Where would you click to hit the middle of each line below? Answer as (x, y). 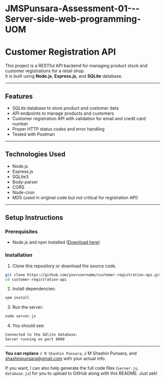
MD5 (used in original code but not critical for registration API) (75, 197)
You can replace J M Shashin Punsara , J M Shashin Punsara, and (71, 353)
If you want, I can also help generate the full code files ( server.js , (72, 368)
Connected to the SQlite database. (41, 335)
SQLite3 (20, 176)
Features (19, 96)
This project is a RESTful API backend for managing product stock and (76, 66)
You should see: (28, 326)
